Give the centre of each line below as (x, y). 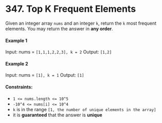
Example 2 (17, 64)
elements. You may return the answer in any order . (59, 28)
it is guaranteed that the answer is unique (58, 115)
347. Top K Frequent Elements (71, 9)
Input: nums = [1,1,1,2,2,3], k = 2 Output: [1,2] (59, 52)
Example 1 (16, 40)
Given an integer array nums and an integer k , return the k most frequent (81, 23)
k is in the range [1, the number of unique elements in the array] (84, 109)
